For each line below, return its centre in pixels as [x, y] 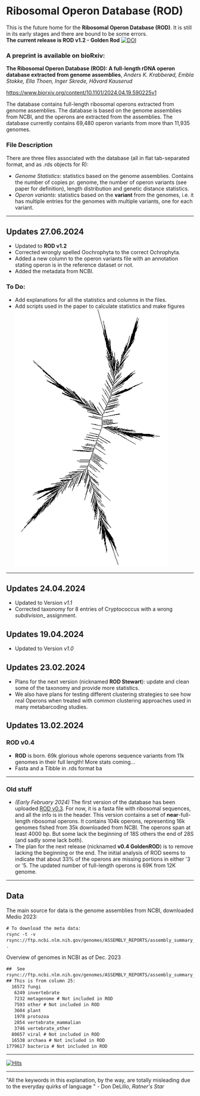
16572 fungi [26, 986]
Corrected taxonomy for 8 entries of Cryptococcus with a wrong [93, 609]
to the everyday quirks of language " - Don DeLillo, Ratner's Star [85, 1086]
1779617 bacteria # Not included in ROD [57, 1046]
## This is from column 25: [41, 981]
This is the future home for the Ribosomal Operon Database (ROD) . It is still [99, 27]
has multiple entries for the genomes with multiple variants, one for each [104, 201]
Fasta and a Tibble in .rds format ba [58, 768]
